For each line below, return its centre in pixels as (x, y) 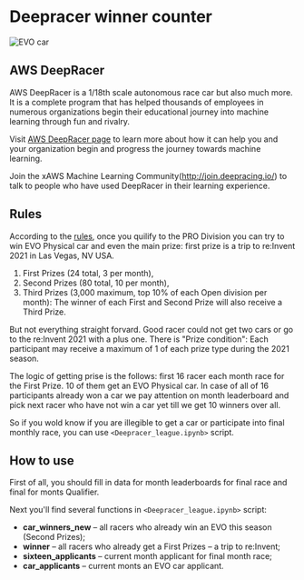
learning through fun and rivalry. (69, 121)
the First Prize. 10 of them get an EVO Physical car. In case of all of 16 (139, 385)
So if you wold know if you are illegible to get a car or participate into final (147, 422)
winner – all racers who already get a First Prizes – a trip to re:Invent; (152, 546)
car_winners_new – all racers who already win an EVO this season (147, 527)
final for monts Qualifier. (54, 492)
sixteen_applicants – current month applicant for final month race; (147, 556)
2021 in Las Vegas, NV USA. (62, 255)
